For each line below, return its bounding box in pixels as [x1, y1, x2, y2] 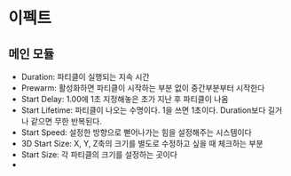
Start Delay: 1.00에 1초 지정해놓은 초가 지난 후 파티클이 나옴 [20, 94, 229, 104]
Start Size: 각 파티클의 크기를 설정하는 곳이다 [20, 149, 178, 160]
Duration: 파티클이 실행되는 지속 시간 [20, 72, 150, 82]
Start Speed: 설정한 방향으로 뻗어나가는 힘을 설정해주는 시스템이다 [20, 127, 252, 138]
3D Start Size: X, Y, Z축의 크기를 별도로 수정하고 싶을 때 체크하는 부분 [20, 139, 263, 148]
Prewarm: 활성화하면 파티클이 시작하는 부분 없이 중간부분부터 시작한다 [20, 83, 265, 93]
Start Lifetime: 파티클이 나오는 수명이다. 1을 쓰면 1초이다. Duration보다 [20, 105, 266, 116]
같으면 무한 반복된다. [30, 116, 103, 126]
